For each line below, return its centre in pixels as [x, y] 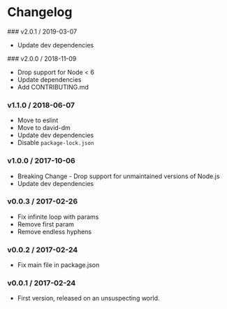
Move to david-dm [44, 128]
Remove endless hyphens [54, 231]
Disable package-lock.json [56, 143]
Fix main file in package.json [58, 265]
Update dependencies [49, 79]
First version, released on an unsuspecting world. [88, 299]
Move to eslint [38, 120]
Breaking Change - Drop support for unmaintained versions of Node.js [118, 176]
